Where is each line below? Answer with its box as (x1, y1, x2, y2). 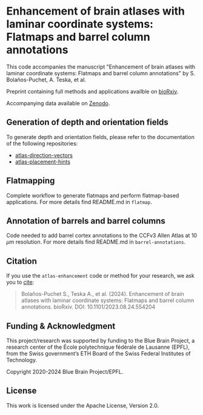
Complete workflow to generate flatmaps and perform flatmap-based (6, 191, 179, 199)
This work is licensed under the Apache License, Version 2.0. (6, 402, 159, 409)
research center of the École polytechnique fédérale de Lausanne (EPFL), (6, 343, 190, 351)
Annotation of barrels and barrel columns (6, 216, 165, 226)
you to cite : (6, 278, 35, 286)
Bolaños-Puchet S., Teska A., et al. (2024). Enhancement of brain (21, 290, 185, 298)
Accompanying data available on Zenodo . (6, 99, 110, 107)
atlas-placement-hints (15, 158, 71, 165)
